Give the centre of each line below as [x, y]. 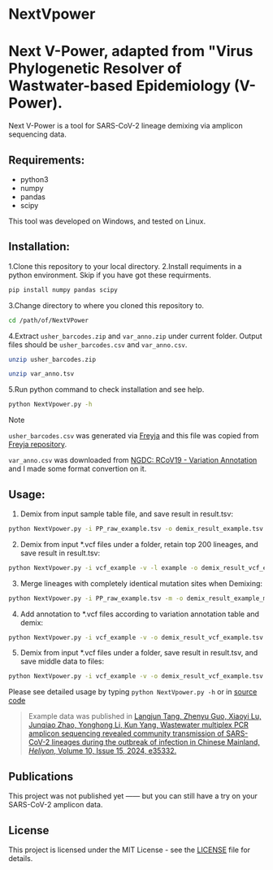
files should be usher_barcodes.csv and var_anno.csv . [98, 344]
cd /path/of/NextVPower [49, 320]
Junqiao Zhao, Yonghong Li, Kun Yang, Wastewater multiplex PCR [139, 725]
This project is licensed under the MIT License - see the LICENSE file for [129, 850]
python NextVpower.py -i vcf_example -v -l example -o [103, 568]
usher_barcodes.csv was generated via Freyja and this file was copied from [134, 436]
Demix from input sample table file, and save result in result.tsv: [127, 514]
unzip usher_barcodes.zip [52, 359]
